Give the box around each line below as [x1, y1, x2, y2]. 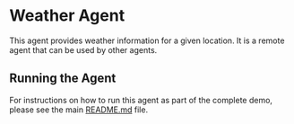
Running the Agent [9, 71, 117, 86]
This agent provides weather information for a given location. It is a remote [9, 35, 285, 46]
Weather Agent [9, 5, 125, 26]
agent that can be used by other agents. [9, 44, 158, 55]
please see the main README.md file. [9, 104, 149, 115]
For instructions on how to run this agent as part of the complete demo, [9, 94, 273, 105]
